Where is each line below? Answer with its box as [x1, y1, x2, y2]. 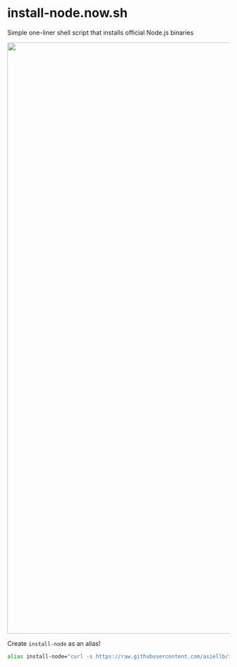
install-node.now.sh [7, 5, 128, 21]
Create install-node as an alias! [7, 639, 101, 647]
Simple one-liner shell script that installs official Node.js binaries [7, 28, 194, 37]
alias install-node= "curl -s [7, 653, 93, 660]
